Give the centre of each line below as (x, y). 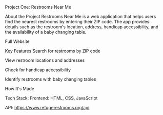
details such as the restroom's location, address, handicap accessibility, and (82, 27)
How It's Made (20, 89)
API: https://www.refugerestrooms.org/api (47, 107)
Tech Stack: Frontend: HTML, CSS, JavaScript (51, 98)
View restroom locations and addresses (45, 60)
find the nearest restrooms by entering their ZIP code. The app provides (77, 22)
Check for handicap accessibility (38, 70)
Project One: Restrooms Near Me (38, 7)
